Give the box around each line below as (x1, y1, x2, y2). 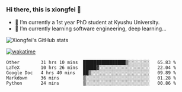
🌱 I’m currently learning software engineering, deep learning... (14, 25, 167, 32)
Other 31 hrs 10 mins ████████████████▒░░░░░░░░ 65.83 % (6, 59, 177, 66)
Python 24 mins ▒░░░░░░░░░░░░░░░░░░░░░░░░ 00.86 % (6, 80, 177, 87)
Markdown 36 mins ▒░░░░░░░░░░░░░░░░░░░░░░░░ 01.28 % (6, 75, 177, 81)
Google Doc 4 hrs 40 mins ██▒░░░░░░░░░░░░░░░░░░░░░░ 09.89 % (6, 70, 177, 76)
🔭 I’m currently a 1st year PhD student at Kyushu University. (14, 19, 160, 26)
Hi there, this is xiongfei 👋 (6, 5, 81, 14)
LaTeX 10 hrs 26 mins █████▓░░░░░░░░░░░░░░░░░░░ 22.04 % (6, 65, 177, 71)
